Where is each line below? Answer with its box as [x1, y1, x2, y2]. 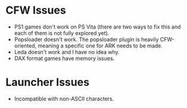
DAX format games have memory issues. [14, 55, 115, 62]
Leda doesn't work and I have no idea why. [14, 48, 120, 55]
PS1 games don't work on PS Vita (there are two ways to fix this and [14, 23, 181, 30]
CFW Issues [5, 4, 66, 17]
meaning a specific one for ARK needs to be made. [38, 42, 163, 49]
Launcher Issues [5, 75, 90, 89]
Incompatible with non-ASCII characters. [14, 95, 114, 102]
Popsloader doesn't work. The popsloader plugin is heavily [14, 36, 159, 43]
